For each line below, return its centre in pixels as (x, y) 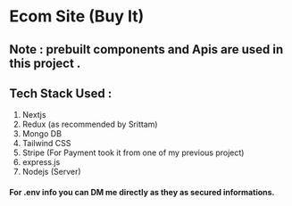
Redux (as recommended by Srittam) (90, 124)
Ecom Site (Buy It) (77, 16)
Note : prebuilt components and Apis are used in (146, 49)
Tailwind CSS (46, 144)
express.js (41, 162)
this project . (45, 63)
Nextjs (34, 115)
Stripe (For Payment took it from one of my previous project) (133, 152)
